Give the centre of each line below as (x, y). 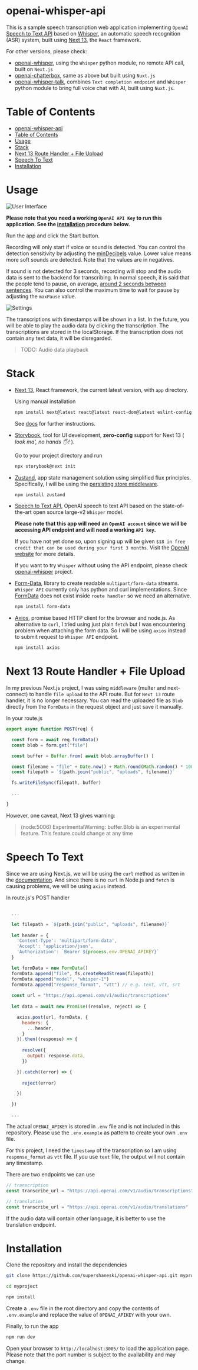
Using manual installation (45, 401)
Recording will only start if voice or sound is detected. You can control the (96, 247)
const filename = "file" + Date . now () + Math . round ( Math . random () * (97, 767)
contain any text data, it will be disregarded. (59, 338)
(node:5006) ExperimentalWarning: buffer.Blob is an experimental (100, 826)
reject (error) (39, 1083)
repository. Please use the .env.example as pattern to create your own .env (97, 1133)
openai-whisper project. (44, 572)
